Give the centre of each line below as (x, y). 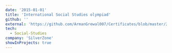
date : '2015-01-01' (26, 10)
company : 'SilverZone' (29, 38)
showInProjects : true (28, 43)
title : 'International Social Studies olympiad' (58, 15)
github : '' (17, 19)
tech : (11, 29)
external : (16, 24)
